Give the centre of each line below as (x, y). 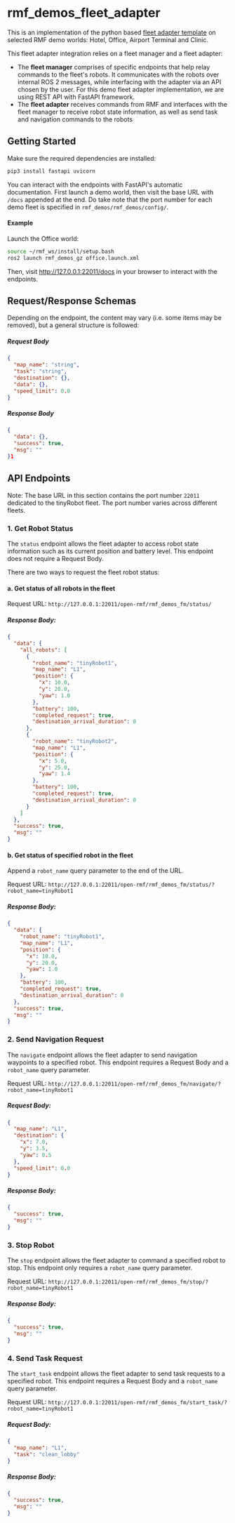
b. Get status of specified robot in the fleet (70, 855)
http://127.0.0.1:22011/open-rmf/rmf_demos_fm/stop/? (128, 1282)
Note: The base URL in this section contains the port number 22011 (103, 495)
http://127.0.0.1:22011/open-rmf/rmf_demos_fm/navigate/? (134, 1084)
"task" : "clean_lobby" (47, 1454)
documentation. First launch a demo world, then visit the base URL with (110, 192)
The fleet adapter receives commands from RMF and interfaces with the (122, 104)
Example (20, 223)
